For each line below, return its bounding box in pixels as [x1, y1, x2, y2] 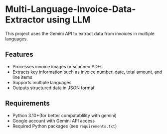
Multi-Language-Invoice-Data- [5, 3, 136, 15]
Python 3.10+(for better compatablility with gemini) [12, 112, 117, 118]
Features [5, 50, 33, 59]
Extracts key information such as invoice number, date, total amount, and [12, 69, 163, 75]
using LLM [46, 14, 91, 25]
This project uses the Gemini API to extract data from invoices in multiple [5, 30, 155, 36]
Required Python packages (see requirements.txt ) [12, 123, 117, 129]
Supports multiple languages [12, 79, 72, 85]
